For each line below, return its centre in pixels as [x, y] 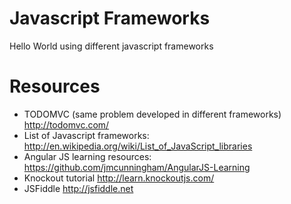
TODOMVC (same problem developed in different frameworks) [152, 114]
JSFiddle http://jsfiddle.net [78, 188]
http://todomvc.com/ [66, 124]
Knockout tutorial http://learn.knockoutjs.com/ [119, 178]
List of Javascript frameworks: [86, 135]
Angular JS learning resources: [87, 156]
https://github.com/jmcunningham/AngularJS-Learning [137, 167]
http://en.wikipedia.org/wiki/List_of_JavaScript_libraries [138, 146]
